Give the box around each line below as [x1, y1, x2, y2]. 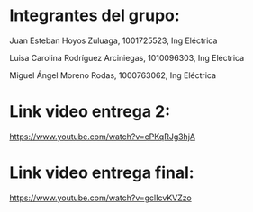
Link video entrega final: [9, 163, 195, 183]
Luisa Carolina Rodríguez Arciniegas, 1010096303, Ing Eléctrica [9, 52, 245, 63]
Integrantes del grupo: [9, 5, 180, 26]
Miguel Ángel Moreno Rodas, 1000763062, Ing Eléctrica [9, 69, 217, 81]
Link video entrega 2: [9, 102, 171, 122]
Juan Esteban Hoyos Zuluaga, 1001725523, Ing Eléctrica [9, 35, 218, 46]
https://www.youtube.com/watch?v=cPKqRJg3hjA [9, 131, 196, 142]
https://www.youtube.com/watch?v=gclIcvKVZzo [9, 192, 192, 203]
